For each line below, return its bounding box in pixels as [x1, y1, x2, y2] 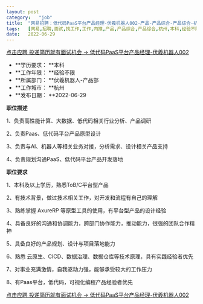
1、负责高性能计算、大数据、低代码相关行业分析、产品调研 [6, 117, 152, 124]
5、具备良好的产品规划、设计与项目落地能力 [6, 240, 116, 247]
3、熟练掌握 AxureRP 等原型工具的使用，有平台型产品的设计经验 [6, 207, 167, 214]
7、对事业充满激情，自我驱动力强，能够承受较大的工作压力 [6, 266, 152, 273]
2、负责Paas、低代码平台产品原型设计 [6, 130, 101, 138]
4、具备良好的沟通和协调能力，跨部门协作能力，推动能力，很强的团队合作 [6, 220, 190, 227]
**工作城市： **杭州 [14, 84, 65, 91]
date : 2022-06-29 [6, 31, 56, 37]
